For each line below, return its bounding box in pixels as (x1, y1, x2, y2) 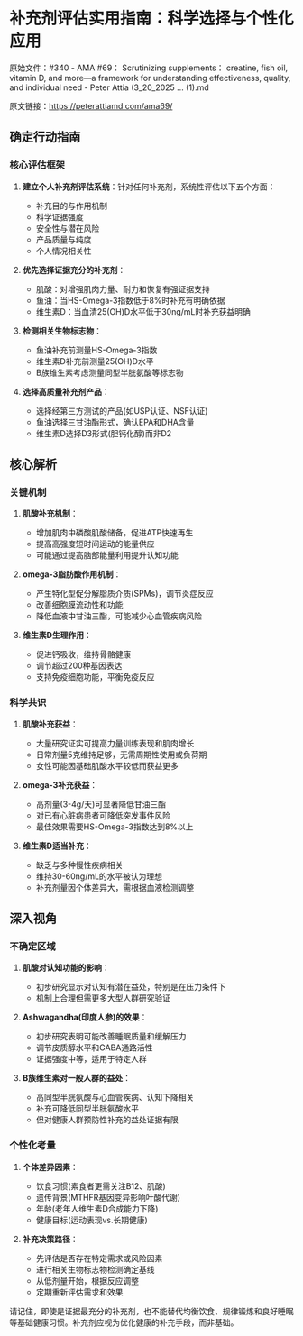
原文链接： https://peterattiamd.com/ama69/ (9, 100, 173, 111)
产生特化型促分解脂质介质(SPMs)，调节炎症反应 (35, 588, 214, 599)
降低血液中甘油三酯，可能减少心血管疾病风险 (35, 610, 203, 622)
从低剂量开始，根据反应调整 (35, 1275, 140, 1286)
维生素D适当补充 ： (22, 840, 92, 851)
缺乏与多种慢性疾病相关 (35, 859, 124, 870)
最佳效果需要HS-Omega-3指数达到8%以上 (35, 821, 194, 832)
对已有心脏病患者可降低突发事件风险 (35, 810, 171, 820)
